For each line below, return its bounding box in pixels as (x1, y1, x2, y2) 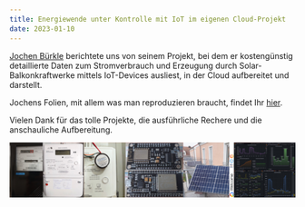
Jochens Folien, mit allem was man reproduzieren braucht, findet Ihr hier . (9, 96, 283, 108)
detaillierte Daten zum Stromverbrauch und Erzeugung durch (9, 60, 238, 71)
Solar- (239, 60, 262, 71)
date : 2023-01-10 (9, 24, 75, 34)
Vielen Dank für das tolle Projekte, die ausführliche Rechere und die (9, 114, 262, 125)
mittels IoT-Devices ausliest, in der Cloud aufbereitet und (76, 69, 290, 81)
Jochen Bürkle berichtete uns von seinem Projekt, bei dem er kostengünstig (9, 50, 293, 61)
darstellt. (9, 79, 43, 90)
